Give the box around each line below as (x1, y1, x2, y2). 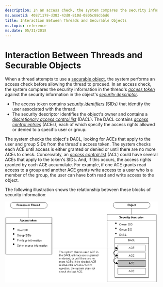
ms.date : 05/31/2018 (5, 28, 47, 33)
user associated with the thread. (12, 106, 77, 112)
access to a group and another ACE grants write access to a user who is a (5, 167, 153, 173)
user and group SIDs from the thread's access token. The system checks (5, 141, 151, 147)
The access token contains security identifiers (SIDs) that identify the (12, 101, 151, 107)
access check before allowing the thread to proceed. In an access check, (5, 81, 152, 87)
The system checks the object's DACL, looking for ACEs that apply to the (5, 136, 151, 142)
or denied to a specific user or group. (12, 127, 87, 133)
